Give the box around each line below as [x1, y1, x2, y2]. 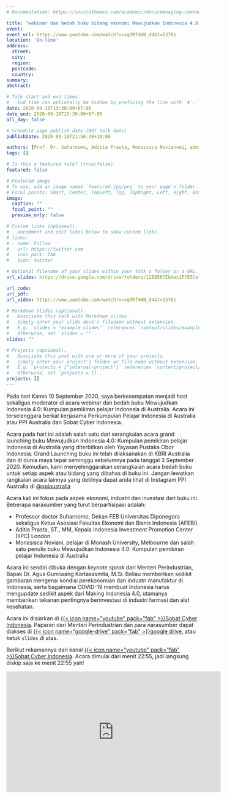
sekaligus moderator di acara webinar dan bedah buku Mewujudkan [6, 399, 178, 406]
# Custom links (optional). [6, 223, 78, 229]
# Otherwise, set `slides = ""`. [6, 330, 97, 336]
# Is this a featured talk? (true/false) [6, 161, 114, 167]
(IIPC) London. [15, 532, 52, 539]
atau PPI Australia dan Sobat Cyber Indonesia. [6, 418, 123, 426]
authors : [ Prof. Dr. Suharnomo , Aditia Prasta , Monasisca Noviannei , [6, 145, 188, 151]
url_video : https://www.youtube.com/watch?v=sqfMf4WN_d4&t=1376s [6, 297, 176, 303]
